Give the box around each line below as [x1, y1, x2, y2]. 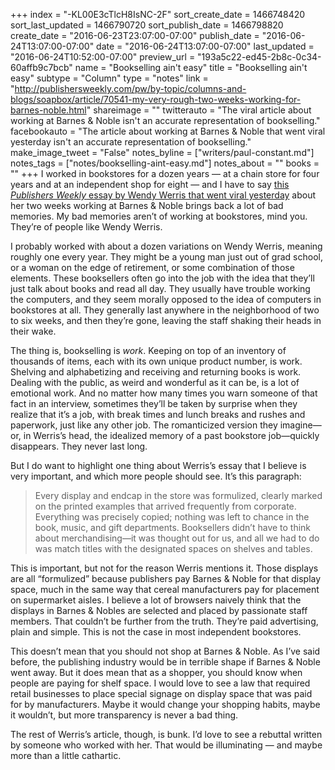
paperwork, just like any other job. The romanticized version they [10, 419, 278, 431]
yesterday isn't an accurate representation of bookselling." [10, 136, 252, 148]
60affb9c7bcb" [10, 62, 73, 73]
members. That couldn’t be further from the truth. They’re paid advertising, [10, 615, 319, 627]
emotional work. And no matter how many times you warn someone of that [10, 387, 318, 399]
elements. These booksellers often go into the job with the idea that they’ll [10, 272, 315, 284]
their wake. [10, 325, 57, 337]
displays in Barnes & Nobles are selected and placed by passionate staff [10, 605, 308, 616]
